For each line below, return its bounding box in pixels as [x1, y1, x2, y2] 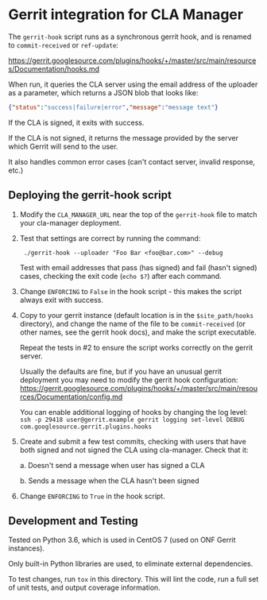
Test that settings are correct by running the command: [19, 233, 201, 243]
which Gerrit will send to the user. [8, 141, 118, 151]
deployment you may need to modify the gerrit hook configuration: [19, 375, 238, 385]
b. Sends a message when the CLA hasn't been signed [19, 475, 200, 486]
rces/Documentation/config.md [19, 392, 123, 401]
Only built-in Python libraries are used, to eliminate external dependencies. [8, 559, 253, 569]
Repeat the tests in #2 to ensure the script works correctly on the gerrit [19, 343, 253, 352]
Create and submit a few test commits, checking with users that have [19, 436, 246, 446]
